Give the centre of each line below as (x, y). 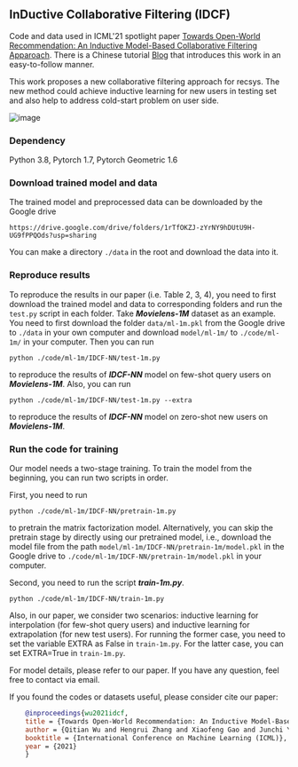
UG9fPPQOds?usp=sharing (53, 236)
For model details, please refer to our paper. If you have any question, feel (144, 670)
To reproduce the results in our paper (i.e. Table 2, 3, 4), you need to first (143, 294)
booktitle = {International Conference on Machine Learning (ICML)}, (157, 738)
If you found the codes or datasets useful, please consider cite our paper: (144, 697)
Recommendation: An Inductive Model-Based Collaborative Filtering (133, 45)
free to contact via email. (55, 680)
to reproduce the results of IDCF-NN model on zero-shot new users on (139, 416)
